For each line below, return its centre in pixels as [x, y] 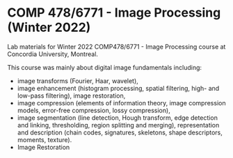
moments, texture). [45, 139]
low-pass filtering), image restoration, [71, 96]
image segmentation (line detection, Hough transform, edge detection [117, 117]
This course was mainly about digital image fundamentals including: [105, 67]
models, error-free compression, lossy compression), [94, 110]
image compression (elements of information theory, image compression [121, 103]
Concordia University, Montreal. [53, 54]
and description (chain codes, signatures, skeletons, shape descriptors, [120, 132]
